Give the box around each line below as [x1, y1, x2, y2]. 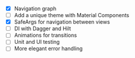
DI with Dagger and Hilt [14, 25, 72, 32]
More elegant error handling [14, 45, 83, 52]
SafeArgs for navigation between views [14, 18, 110, 25]
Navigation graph [14, 5, 57, 12]
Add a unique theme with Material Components [14, 12, 130, 19]
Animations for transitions [14, 32, 78, 39]
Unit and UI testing [14, 38, 60, 46]
